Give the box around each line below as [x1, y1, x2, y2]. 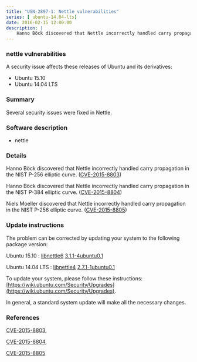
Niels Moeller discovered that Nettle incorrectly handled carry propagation [6, 200, 186, 207]
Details [6, 151, 27, 159]
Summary [6, 95, 35, 103]
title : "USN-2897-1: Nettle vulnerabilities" [6, 8, 119, 15]
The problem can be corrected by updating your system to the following [6, 234, 180, 242]
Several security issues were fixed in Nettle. [6, 109, 113, 116]
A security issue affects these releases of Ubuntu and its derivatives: [6, 63, 172, 71]
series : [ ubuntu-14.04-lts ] [6, 14, 77, 20]
